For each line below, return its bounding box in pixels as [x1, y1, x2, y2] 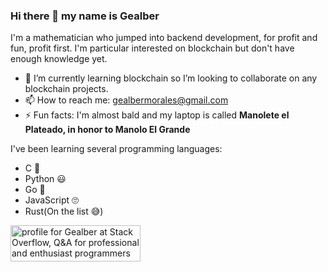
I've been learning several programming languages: [10, 143, 223, 155]
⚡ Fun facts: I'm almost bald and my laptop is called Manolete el [24, 109, 290, 121]
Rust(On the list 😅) [24, 205, 104, 218]
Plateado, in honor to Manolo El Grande [24, 124, 191, 136]
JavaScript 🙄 [24, 194, 79, 206]
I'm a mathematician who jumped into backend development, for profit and [10, 32, 318, 44]
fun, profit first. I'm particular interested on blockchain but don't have [10, 42, 295, 54]
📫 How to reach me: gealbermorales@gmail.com [24, 94, 229, 106]
